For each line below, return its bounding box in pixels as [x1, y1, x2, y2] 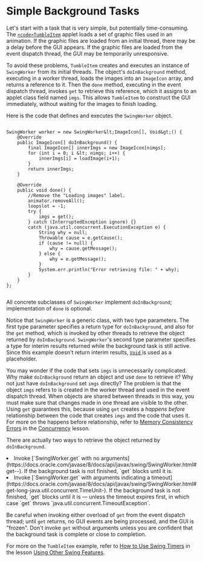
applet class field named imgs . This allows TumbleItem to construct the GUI [6, 94, 191, 101]
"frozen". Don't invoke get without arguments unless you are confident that [6, 524, 193, 531]
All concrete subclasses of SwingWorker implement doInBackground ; [6, 298, 172, 306]
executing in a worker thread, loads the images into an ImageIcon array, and [6, 74, 194, 82]
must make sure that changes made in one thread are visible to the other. [6, 399, 188, 406]
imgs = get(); [38, 214, 74, 220]
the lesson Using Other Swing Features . [6, 549, 105, 556]
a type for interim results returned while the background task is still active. [6, 342, 192, 349]
